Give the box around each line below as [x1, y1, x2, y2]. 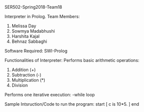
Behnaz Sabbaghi [11, 38, 47, 44]
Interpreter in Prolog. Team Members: [4, 14, 80, 19]
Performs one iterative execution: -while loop [4, 92, 95, 97]
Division [11, 82, 28, 88]
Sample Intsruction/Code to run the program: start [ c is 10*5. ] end [4, 101, 140, 107]
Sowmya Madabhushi [11, 28, 55, 34]
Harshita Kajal [11, 34, 40, 39]
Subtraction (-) [11, 72, 42, 77]
